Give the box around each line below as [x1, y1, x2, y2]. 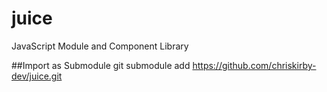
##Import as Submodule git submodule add [11, 59, 191, 71]
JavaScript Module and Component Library [11, 40, 189, 52]
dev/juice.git [11, 70, 63, 82]
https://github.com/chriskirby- [192, 59, 317, 71]
